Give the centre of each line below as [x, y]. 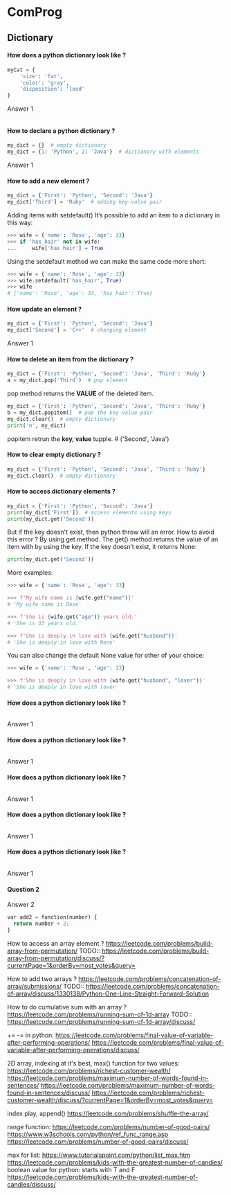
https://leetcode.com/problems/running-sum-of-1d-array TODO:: [100, 1014]
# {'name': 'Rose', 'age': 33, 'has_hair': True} [80, 294]
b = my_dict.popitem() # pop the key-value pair [80, 413]
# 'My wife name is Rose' [44, 604]
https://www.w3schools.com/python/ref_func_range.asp [88, 1134]
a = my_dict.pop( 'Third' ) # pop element [68, 380]
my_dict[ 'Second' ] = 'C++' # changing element [77, 330]
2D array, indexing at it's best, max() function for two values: [93, 1063]
